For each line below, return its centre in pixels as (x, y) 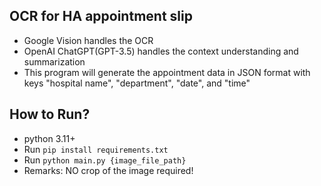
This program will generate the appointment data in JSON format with (167, 72)
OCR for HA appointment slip (101, 16)
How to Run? (50, 114)
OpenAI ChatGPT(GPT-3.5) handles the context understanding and (161, 51)
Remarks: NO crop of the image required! (108, 170)
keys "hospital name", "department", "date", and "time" (137, 83)
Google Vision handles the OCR (88, 40)
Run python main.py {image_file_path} (105, 160)
